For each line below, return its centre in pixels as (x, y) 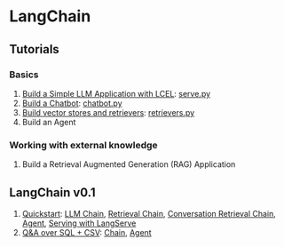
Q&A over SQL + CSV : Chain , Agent (87, 232)
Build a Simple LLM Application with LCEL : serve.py (116, 93)
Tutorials (34, 49)
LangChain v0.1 (52, 192)
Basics (24, 75)
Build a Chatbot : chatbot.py (72, 103)
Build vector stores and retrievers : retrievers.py (108, 112)
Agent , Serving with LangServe (79, 223)
